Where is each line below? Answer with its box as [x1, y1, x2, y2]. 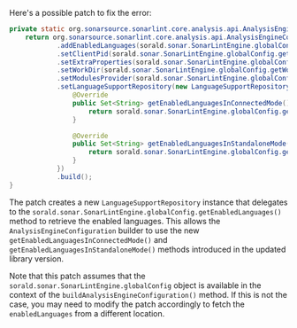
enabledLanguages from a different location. [9, 308, 165, 318]
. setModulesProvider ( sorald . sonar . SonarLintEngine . [56, 74, 251, 83]
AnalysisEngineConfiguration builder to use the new [9, 225, 200, 236]
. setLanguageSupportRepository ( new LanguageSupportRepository [56, 82, 291, 91]
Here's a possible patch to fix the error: [9, 8, 152, 18]
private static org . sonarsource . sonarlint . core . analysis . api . [9, 25, 243, 34]
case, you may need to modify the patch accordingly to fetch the [9, 299, 245, 309]
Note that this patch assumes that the [9, 270, 146, 281]
